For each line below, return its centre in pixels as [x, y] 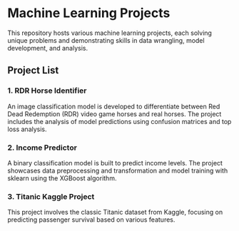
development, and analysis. [47, 48]
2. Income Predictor [42, 148]
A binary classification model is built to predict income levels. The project [115, 163]
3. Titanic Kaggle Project [51, 196]
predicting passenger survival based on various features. [91, 220]
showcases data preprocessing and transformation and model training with [118, 170]
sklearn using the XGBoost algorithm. [62, 178]
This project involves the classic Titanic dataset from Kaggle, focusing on [115, 212]
